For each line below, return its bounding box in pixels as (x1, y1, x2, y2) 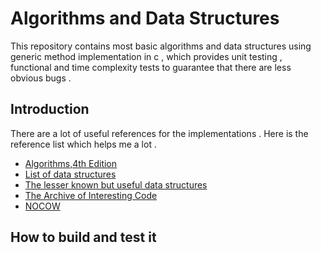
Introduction (10, 101, 90, 118)
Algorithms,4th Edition (24, 157, 118, 169)
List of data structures (24, 168, 117, 180)
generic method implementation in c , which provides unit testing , (10, 50, 283, 62)
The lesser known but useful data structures (24, 178, 208, 191)
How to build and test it (10, 229, 157, 246)
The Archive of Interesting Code (24, 189, 158, 201)
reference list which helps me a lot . (10, 138, 157, 150)
